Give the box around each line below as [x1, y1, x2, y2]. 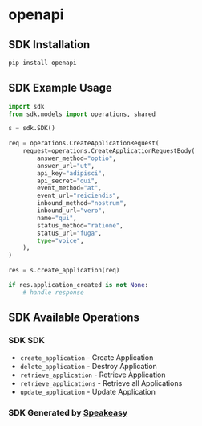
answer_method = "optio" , [37, 154, 116, 162]
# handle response [22, 288, 84, 297]
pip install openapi [8, 59, 78, 67]
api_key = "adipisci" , [37, 169, 106, 178]
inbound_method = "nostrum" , [37, 199, 127, 207]
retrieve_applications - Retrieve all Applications [19, 379, 183, 388]
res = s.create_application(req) [8, 267, 120, 275]
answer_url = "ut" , [37, 162, 95, 170]
